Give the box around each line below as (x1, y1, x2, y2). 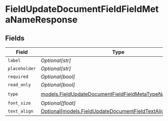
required (7, 74, 28, 79)
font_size (7, 101, 31, 106)
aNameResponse (5, 14, 78, 25)
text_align (7, 109, 33, 114)
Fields (5, 34, 25, 42)
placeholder (7, 66, 36, 71)
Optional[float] (40, 100, 76, 107)
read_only (7, 82, 31, 88)
